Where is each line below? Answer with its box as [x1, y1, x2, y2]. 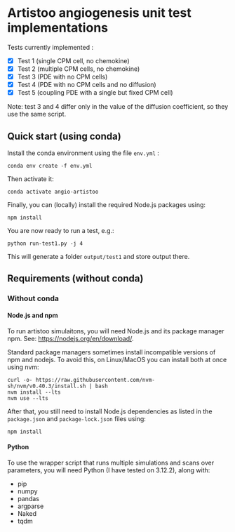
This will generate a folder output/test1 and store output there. [7, 253, 190, 261]
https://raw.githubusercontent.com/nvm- [35, 376, 156, 383]
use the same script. [7, 110, 67, 119]
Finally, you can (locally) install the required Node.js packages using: [7, 201, 206, 209]
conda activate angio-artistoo [7, 188, 99, 196]
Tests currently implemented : [7, 43, 93, 51]
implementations [7, 20, 109, 36]
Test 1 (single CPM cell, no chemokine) [17, 56, 130, 65]
